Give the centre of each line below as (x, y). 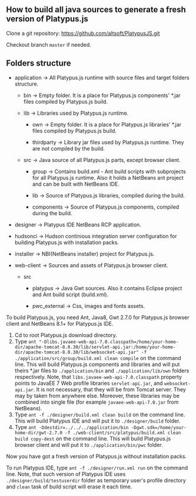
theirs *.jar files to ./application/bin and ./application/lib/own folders (102, 370)
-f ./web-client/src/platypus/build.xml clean (123, 433)
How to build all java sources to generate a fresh (96, 10)
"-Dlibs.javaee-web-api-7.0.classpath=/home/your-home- (109, 342)
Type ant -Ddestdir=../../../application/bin (72, 427)
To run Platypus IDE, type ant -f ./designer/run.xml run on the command (97, 468)
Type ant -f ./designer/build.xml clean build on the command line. (100, 414)
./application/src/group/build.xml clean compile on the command (98, 358)
